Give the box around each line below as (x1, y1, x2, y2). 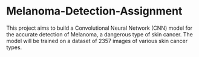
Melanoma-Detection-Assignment (6, 4, 183, 18)
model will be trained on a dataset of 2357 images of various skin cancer (6, 37, 188, 44)
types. (6, 44, 22, 51)
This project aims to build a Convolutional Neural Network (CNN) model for (6, 24, 193, 32)
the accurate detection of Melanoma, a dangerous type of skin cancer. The (6, 30, 194, 38)
